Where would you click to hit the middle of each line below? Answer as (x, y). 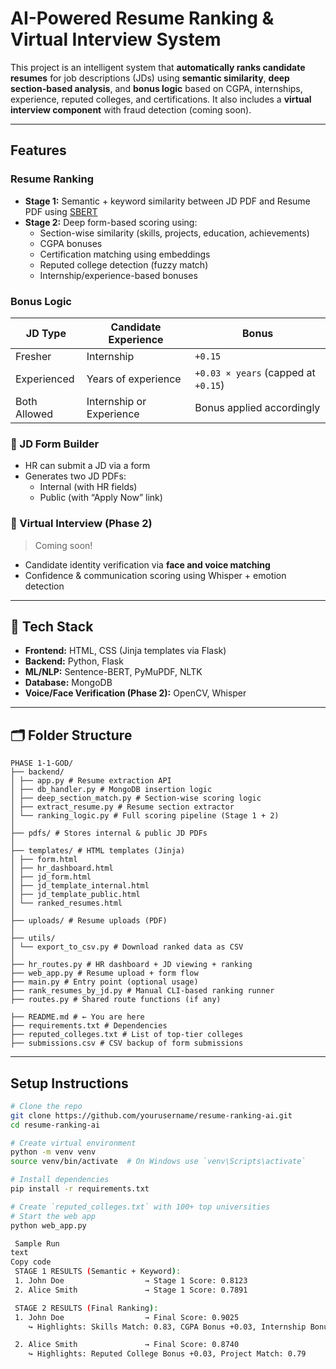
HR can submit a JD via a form (87, 466)
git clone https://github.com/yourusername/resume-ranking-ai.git (151, 1115)
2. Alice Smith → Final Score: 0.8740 (127, 1345)
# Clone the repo (46, 1106)
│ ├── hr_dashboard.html (62, 868)
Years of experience (134, 379)
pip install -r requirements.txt (80, 1189)
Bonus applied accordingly (257, 407)
